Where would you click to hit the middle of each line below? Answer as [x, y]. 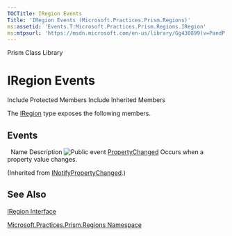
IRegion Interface [32, 211]
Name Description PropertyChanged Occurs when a [107, 152]
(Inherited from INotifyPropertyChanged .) [67, 173]
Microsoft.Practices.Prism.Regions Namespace [75, 225]
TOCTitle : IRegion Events [44, 14]
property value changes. [42, 159]
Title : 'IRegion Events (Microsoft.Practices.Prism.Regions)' [99, 20]
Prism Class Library [35, 53]
